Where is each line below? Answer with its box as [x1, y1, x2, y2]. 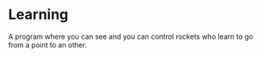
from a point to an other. [8, 40, 87, 49]
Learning [8, 6, 69, 24]
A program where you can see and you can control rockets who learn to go [8, 32, 254, 41]
